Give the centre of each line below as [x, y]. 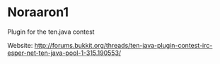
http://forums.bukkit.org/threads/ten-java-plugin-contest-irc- [123, 45]
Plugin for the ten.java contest [51, 32]
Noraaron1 [38, 12]
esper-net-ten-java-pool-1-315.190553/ [64, 53]
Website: [20, 45]
